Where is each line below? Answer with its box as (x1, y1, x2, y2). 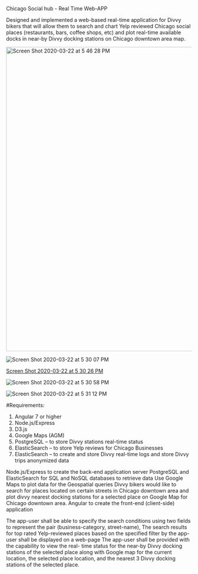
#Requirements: (6, 402, 45, 408)
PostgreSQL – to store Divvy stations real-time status (14, 438, 143, 445)
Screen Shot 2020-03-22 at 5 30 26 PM (6, 368, 104, 374)
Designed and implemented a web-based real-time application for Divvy (6, 17, 181, 23)
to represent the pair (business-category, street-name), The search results (6, 524, 187, 530)
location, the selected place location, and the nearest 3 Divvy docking (6, 555, 176, 562)
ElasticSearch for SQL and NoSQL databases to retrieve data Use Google (6, 474, 183, 481)
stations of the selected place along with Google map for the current (6, 549, 172, 556)
